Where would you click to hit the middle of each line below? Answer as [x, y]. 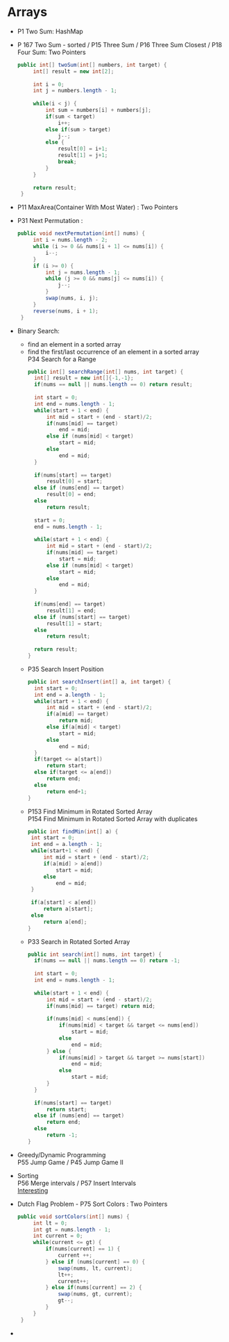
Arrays [27, 12]
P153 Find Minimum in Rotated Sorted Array [90, 811]
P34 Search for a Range [62, 359]
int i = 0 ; [49, 84]
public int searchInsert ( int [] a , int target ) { [99, 681]
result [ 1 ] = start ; [74, 623]
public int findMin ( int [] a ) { [73, 831]
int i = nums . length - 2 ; [70, 240]
